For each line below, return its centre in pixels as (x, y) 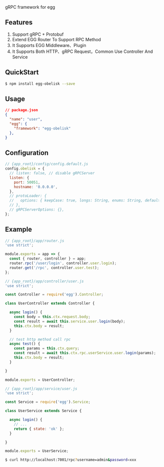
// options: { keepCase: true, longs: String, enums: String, (76, 200)
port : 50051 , (27, 182)
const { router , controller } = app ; (48, 259)
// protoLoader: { (28, 196)
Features (19, 22)
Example (19, 230)
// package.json (21, 110)
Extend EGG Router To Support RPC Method (56, 39)
